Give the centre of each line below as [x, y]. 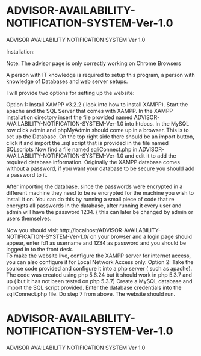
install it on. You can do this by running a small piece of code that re [90, 199]
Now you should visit [32, 230]
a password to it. [27, 174]
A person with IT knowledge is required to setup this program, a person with [100, 75]
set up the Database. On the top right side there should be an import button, [100, 137]
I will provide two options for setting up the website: [70, 93]
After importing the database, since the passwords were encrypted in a [94, 186]
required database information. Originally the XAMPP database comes [93, 162]
